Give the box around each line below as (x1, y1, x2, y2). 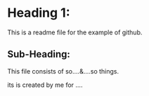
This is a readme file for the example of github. (7, 28, 143, 36)
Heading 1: (7, 5, 70, 21)
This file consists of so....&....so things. (7, 67, 119, 75)
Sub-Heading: (7, 48, 70, 60)
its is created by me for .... (7, 81, 83, 89)
